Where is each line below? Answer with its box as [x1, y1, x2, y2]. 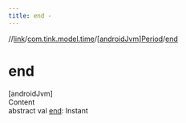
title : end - [8, 11, 52, 20]
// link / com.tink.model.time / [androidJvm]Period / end [8, 34, 179, 43]
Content [8, 97, 35, 107]
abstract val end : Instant [8, 105, 88, 115]
